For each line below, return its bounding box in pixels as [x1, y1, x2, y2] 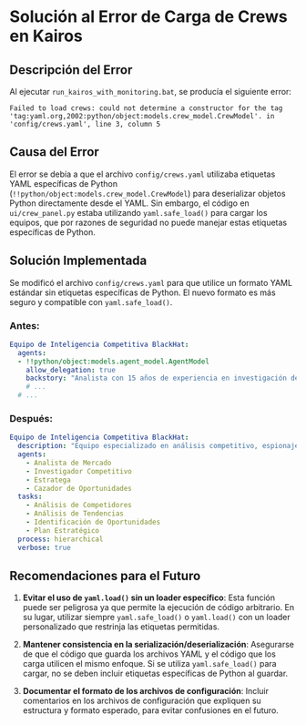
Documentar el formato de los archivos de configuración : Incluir [22, 686, 270, 697]
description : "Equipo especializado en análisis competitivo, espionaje [17, 442, 300, 451]
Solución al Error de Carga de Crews [9, 6, 289, 27]
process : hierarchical [17, 535, 104, 544]
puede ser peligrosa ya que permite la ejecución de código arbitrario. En [22, 602, 294, 613]
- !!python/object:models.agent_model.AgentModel [17, 357, 209, 366]
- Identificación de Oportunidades [25, 517, 161, 527]
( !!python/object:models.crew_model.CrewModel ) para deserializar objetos [9, 188, 286, 199]
